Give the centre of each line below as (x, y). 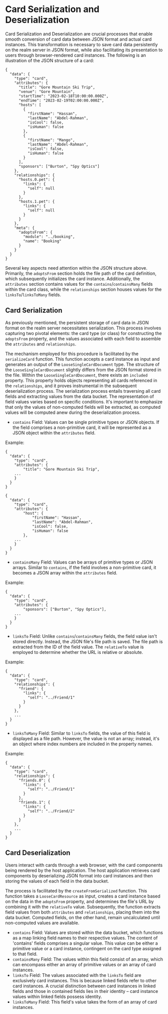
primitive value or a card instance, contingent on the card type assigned (87, 948)
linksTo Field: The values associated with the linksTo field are (77, 975)
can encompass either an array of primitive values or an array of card (84, 964)
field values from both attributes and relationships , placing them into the (82, 912)
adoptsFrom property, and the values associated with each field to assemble (83, 339)
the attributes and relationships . (41, 344)
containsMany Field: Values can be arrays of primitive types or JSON (82, 562)
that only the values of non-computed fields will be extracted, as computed (83, 407)
